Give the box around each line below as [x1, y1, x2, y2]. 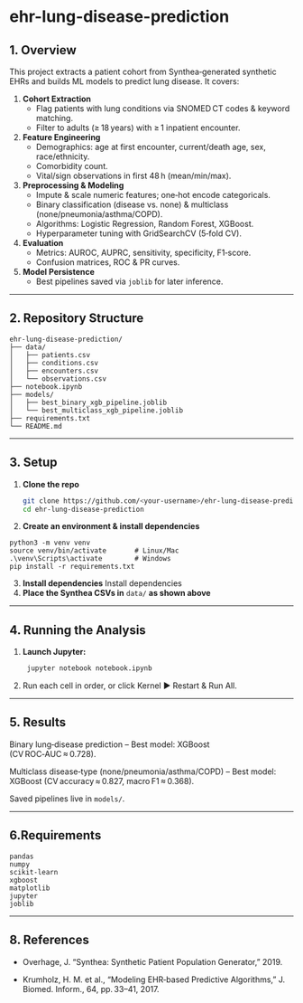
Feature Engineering [22, 132, 101, 142]
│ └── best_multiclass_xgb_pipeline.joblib [9, 405, 183, 415]
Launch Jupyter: [22, 647, 87, 658]
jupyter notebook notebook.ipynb [26, 664, 152, 673]
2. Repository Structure [9, 310, 144, 326]
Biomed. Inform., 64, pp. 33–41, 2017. [22, 983, 160, 994]
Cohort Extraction [22, 93, 92, 104]
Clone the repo [22, 478, 79, 489]
